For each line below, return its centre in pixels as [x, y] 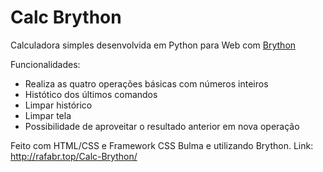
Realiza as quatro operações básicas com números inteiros [146, 83]
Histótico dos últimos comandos [91, 94]
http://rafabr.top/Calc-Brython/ [74, 156]
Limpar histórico [58, 105]
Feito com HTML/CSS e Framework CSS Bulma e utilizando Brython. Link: [162, 145]
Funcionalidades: [45, 64]
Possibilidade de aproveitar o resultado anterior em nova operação [162, 126]
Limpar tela [48, 115]
